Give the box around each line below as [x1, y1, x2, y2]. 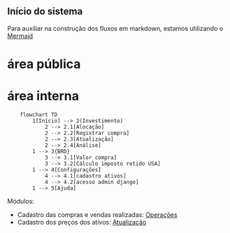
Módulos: [7, 197, 35, 205]
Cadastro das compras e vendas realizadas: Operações [17, 210, 178, 219]
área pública [7, 56, 81, 72]
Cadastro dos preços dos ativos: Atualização [17, 218, 147, 226]
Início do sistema [7, 6, 83, 17]
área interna [7, 88, 79, 104]
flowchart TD [20, 111, 58, 118]
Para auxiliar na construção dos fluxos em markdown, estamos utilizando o [7, 24, 224, 32]
